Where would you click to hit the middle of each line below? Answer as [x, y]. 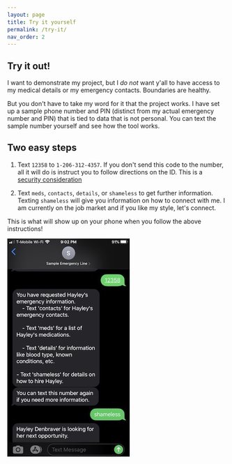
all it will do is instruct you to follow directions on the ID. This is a [110, 172]
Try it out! [29, 66]
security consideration [49, 179]
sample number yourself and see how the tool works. [84, 126]
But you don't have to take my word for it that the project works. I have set [114, 104]
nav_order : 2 [26, 37]
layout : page [26, 15]
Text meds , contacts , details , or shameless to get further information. [115, 193]
